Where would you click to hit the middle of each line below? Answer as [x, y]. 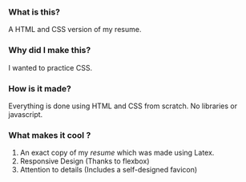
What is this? [34, 12]
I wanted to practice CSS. [50, 67]
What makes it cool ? [50, 135]
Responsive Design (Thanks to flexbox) [85, 161]
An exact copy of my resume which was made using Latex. [117, 153]
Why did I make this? [50, 51]
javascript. [26, 114]
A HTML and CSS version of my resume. [75, 30]
